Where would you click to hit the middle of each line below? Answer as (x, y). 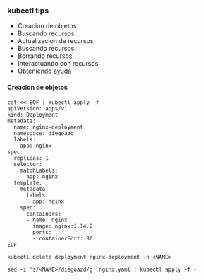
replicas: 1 (31, 158)
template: (28, 182)
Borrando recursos (45, 56)
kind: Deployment (33, 115)
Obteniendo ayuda (44, 71)
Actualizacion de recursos (55, 41)
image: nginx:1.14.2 (63, 226)
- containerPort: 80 (63, 238)
